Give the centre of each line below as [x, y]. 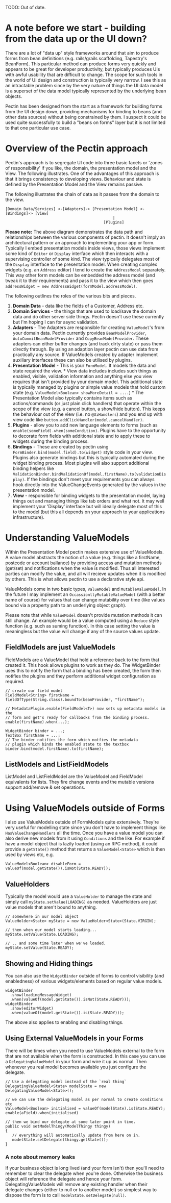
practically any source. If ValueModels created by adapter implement [85, 355]
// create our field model [34, 691]
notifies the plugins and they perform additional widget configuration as [81, 676]
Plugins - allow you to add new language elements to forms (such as [85, 425]
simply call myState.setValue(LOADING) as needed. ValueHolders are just [81, 902]
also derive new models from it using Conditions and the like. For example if [85, 838]
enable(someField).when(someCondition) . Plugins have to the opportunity [89, 430]
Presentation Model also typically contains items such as [72, 398]
